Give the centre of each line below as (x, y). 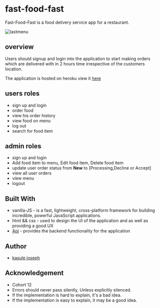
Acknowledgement (34, 273)
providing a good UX (33, 226)
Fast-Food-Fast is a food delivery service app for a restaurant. (67, 22)
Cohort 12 (22, 285)
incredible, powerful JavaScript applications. (57, 216)
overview (19, 47)
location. (14, 69)
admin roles (23, 146)
